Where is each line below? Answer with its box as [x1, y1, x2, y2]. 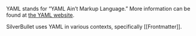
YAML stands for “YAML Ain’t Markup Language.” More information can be [6, 5, 191, 12]
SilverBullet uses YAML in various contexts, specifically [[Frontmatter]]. [6, 23, 182, 30]
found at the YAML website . [6, 11, 75, 19]
